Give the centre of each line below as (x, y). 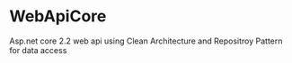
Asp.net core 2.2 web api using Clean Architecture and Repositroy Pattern (146, 41)
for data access (38, 50)
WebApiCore (58, 16)
